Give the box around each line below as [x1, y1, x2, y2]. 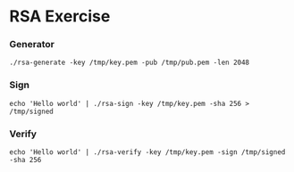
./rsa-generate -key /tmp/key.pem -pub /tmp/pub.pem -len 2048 [9, 58, 250, 68]
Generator [9, 38, 55, 51]
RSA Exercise [9, 6, 111, 27]
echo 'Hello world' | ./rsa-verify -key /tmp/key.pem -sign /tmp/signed [9, 148, 286, 157]
